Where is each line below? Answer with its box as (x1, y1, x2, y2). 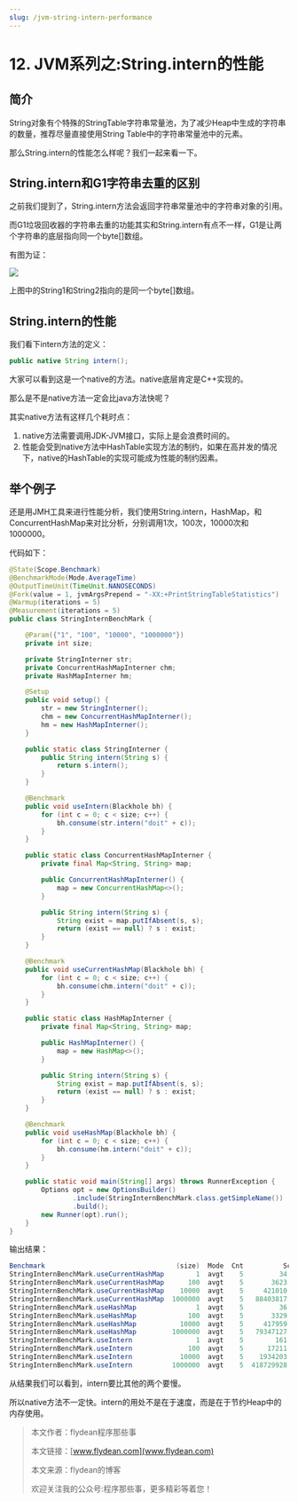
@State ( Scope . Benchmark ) (9, 565, 101, 573)
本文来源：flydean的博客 (30, 1464, 122, 1474)
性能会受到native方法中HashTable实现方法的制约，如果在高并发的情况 (21, 441, 278, 453)
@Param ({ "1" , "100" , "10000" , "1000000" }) (25, 631, 184, 640)
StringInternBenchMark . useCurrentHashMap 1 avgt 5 (9, 1270, 244, 1279)
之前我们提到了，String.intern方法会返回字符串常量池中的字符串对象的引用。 (9, 201, 288, 211)
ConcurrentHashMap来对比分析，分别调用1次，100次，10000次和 (9, 517, 249, 528)
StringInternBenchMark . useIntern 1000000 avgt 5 (9, 1360, 244, 1370)
